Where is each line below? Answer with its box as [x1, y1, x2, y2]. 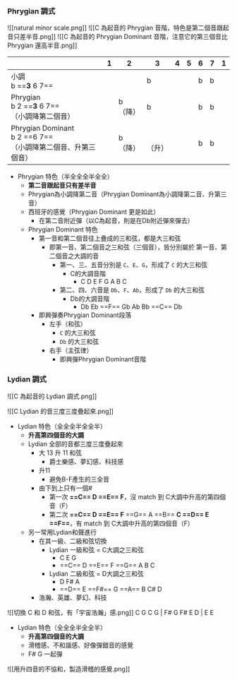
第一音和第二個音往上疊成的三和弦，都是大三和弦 [38, 234, 181, 243]
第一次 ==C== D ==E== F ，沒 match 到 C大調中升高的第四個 [49, 492, 226, 501]
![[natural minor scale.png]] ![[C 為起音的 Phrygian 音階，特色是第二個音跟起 [7, 23, 229, 32]
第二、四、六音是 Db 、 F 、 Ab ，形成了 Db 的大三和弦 [59, 286, 205, 294]
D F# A [59, 577, 80, 585]
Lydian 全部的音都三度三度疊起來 [28, 439, 123, 448]
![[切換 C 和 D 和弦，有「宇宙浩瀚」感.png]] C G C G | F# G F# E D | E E [7, 608, 214, 616]
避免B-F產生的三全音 [49, 475, 110, 483]
